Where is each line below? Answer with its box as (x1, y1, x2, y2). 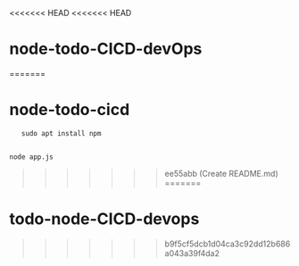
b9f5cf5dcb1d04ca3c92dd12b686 (164, 238, 291, 249)
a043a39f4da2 (164, 247, 220, 258)
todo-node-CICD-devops (9, 209, 200, 229)
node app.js (9, 152, 54, 162)
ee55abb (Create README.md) (164, 168, 278, 179)
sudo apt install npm (21, 129, 102, 137)
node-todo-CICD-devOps (9, 39, 203, 59)
